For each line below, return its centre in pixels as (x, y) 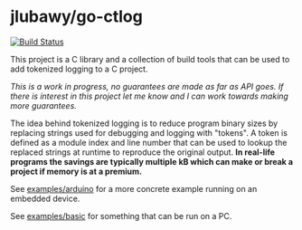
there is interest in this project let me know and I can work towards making (149, 96)
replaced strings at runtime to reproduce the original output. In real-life (142, 152)
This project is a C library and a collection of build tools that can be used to (150, 59)
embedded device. (45, 198)
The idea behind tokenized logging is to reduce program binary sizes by (144, 123)
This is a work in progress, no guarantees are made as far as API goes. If (147, 86)
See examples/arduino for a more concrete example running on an (134, 188)
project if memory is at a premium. (76, 171)
